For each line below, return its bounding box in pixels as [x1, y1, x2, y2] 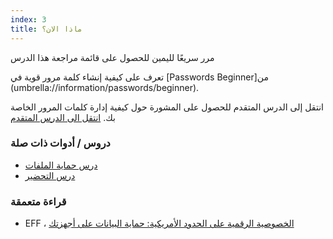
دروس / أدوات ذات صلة [10, 136, 111, 150]
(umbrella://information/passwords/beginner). [10, 81, 200, 93]
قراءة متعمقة [10, 194, 67, 208]
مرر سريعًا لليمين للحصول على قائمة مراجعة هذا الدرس [10, 51, 215, 63]
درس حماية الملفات [24, 159, 98, 171]
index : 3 [10, 14, 47, 25]
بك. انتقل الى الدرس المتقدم [10, 111, 116, 123]
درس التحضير [24, 169, 76, 181]
